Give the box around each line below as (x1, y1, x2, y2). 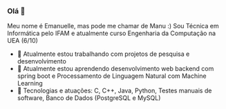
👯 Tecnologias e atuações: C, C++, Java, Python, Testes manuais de (17, 86, 212, 95)
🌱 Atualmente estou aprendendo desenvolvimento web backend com (17, 65, 214, 73)
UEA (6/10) (7, 37, 38, 45)
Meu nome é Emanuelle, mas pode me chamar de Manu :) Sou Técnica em (7, 22, 219, 30)
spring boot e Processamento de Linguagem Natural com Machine (17, 72, 207, 80)
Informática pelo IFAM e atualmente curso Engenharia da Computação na (7, 29, 216, 37)
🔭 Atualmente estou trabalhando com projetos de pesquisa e (17, 50, 190, 58)
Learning (17, 79, 43, 88)
